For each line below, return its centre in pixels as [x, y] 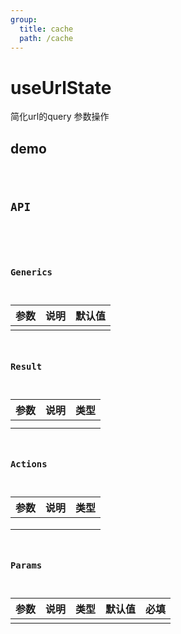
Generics [31, 272]
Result [26, 366]
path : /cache [46, 38]
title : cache [46, 29]
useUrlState [61, 87]
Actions [29, 464]
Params [26, 565]
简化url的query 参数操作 [60, 117]
